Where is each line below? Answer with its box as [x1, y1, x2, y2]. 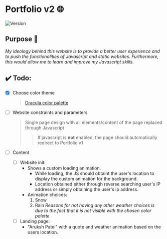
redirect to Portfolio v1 [37, 139, 83, 145]
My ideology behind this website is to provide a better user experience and [5, 48, 160, 54]
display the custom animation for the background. [35, 175, 138, 181]
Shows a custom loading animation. [27, 165, 101, 171]
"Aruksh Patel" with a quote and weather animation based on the [27, 223, 161, 229]
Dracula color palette [25, 99, 69, 105]
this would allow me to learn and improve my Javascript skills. [5, 58, 134, 64]
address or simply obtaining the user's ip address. [35, 186, 139, 192]
